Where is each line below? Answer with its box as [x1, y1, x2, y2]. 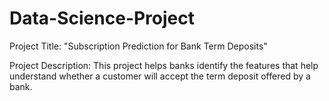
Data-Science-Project [9, 7, 196, 30]
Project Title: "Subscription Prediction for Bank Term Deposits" [9, 40, 268, 52]
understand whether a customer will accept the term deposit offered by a [9, 70, 311, 82]
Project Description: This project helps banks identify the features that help [9, 59, 319, 71]
